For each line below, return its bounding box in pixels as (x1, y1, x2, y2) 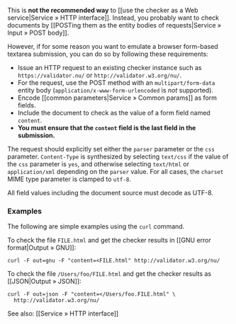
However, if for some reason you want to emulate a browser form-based (7, 42, 218, 50)
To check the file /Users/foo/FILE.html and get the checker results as (7, 270, 212, 278)
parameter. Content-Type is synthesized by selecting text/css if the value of (7, 152, 229, 161)
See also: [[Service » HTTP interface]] (7, 309, 119, 318)
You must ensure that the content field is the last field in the (17, 124, 196, 132)
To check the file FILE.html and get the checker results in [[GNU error (7, 236, 211, 245)
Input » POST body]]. (7, 28, 69, 37)
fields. (17, 101, 36, 109)
